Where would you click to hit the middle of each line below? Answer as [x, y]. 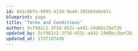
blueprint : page [26, 17]
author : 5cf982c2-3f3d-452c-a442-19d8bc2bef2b [64, 28]
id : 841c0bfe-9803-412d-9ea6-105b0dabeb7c [59, 11]
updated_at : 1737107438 [35, 39]
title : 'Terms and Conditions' [44, 22]
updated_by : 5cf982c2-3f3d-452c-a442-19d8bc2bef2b [69, 33]
